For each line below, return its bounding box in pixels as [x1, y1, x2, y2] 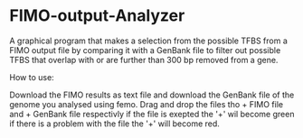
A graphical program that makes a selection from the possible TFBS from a [9, 35, 288, 46]
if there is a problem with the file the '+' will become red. [9, 118, 220, 129]
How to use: [9, 71, 54, 82]
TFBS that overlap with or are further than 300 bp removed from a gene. [9, 54, 279, 65]
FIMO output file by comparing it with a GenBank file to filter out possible [9, 44, 281, 55]
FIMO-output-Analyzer [9, 5, 185, 26]
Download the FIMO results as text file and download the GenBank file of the [9, 89, 295, 100]
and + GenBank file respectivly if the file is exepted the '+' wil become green [9, 108, 295, 119]
